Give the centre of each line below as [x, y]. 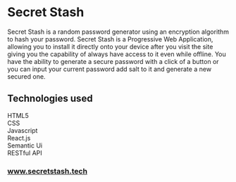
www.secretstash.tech [48, 171]
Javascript [23, 130]
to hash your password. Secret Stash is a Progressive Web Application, [110, 39]
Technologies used [50, 99]
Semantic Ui [25, 145]
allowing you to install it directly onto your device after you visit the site [110, 46]
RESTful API [25, 152]
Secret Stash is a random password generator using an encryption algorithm [118, 32]
